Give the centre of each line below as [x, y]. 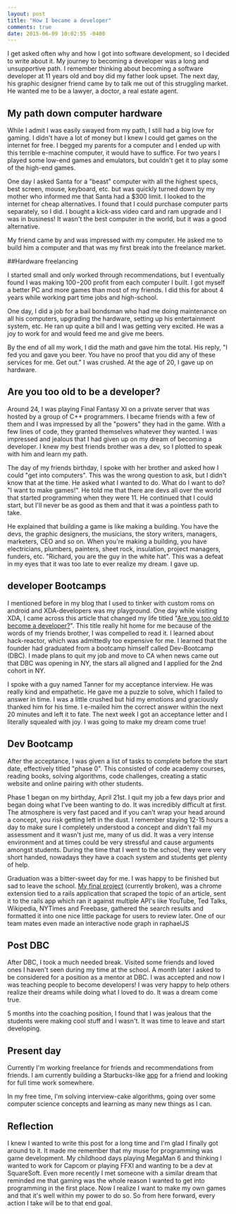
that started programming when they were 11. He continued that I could [110, 498]
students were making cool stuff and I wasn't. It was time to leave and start [116, 1021]
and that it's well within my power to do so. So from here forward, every [111, 1195]
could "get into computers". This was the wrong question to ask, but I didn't [117, 475]
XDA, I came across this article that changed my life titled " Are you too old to [118, 618]
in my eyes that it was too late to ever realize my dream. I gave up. [103, 564]
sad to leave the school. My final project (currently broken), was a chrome [114, 886]
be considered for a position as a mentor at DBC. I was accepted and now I [116, 978]
